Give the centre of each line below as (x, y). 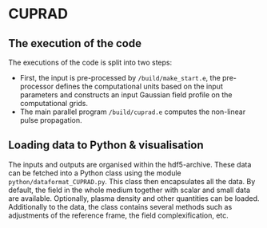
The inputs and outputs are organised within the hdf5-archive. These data (130, 164)
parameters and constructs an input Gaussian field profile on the (126, 95)
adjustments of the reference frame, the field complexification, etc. (119, 215)
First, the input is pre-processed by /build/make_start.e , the (120, 78)
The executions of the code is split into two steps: (90, 62)
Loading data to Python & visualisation (106, 145)
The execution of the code (75, 43)
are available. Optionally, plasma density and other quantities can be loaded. (134, 198)
